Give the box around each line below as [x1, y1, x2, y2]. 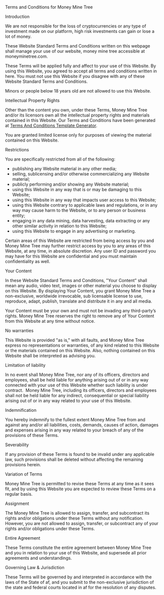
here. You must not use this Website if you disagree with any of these [5, 73, 145, 79]
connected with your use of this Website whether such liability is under [5, 382, 148, 388]
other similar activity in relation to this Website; [12, 223, 107, 229]
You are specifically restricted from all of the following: [5, 156, 116, 162]
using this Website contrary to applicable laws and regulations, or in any [12, 202, 158, 208]
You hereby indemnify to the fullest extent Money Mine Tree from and [5, 417, 145, 423]
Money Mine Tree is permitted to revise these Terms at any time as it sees [5, 481, 154, 486]
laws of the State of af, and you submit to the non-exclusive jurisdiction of [5, 579, 154, 585]
